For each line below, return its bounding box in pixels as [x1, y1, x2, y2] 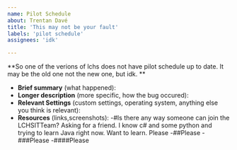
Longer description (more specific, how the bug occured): [17, 91, 189, 100]
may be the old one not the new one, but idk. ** [7, 70, 146, 79]
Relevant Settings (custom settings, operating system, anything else [17, 98, 218, 107]
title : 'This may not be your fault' [7, 23, 119, 30]
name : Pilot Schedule [7, 10, 71, 18]
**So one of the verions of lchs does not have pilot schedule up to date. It [7, 62, 224, 71]
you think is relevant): [17, 106, 81, 115]
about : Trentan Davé [7, 17, 69, 24]
